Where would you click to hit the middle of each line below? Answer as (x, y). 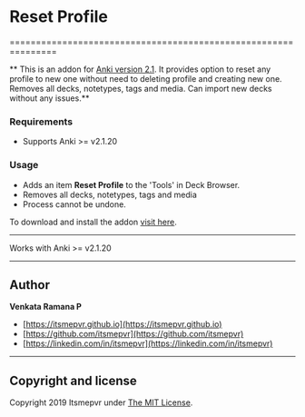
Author (30, 285)
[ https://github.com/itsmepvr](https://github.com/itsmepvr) (133, 334)
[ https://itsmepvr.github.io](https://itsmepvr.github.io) (122, 324)
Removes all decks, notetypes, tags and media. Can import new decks (141, 88)
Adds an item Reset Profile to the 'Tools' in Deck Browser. (131, 184)
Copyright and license (74, 380)
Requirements (41, 122)
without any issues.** (49, 98)
